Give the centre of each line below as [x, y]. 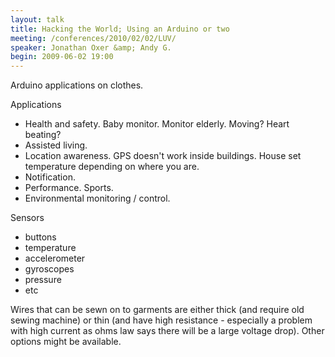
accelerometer [55, 258]
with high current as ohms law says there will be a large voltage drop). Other [167, 331]
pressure [43, 280]
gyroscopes [49, 269]
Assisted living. [56, 145]
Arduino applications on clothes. [77, 85]
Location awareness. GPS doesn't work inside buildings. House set [163, 156]
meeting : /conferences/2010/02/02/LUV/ [93, 38]
